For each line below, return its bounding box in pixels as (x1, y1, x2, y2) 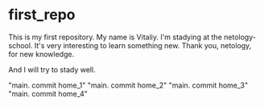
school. (8, 40, 33, 50)
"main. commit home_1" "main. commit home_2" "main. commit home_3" (8, 80, 248, 90)
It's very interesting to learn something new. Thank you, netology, (34, 40, 252, 50)
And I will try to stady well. (8, 64, 96, 74)
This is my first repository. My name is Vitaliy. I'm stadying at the (8, 32, 223, 42)
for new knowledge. (8, 49, 75, 59)
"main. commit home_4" (8, 88, 89, 98)
